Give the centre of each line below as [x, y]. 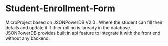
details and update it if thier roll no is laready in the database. [68, 27]
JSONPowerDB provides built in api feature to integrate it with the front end [83, 33]
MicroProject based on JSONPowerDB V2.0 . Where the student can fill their [84, 22]
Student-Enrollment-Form [60, 9]
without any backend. [28, 38]
